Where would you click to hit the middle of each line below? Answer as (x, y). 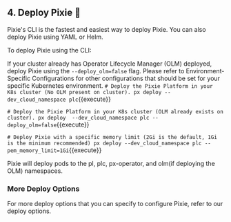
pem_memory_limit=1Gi (38, 150)
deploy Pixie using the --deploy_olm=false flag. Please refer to (96, 71)
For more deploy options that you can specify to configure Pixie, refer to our (115, 204)
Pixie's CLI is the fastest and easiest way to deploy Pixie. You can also (107, 29)
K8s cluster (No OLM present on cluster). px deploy (84, 92)
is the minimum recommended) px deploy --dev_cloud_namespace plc (104, 143)
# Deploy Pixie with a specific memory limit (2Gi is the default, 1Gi (112, 137)
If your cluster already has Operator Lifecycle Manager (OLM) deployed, (110, 64)
